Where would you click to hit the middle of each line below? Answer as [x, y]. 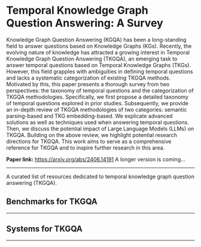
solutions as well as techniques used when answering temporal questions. [98, 122]
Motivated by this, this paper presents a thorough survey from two [88, 84]
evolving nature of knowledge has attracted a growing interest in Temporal [98, 52]
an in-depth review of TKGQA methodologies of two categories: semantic [97, 109]
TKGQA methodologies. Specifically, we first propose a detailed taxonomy [97, 97]
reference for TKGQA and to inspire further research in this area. [86, 148]
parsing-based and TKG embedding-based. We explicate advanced [89, 116]
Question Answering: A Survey [85, 23]
